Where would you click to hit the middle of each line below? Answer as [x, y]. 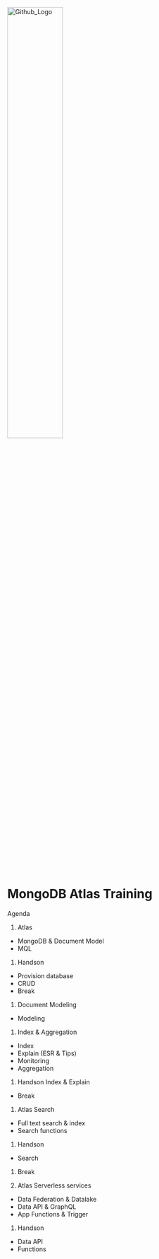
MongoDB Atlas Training [80, 894]
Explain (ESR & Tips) [47, 1053]
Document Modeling [47, 1004]
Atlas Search [36, 1109]
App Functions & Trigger [53, 1214]
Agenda [19, 913]
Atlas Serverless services [54, 1185]
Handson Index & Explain [53, 1081]
